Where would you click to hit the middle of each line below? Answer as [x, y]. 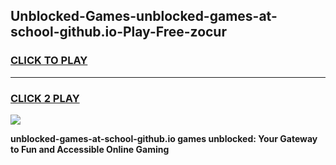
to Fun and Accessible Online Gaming [90, 149]
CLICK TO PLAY [49, 61]
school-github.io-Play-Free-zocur [118, 32]
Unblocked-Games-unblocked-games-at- [144, 16]
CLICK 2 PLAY [45, 98]
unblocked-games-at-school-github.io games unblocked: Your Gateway [164, 138]
